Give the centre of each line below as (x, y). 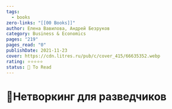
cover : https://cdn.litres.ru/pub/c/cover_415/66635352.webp (83, 56)
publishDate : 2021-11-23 (37, 51)
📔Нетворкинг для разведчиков (87, 96)
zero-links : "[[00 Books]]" (41, 23)
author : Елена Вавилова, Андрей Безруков (58, 28)
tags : (13, 12)
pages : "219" (22, 39)
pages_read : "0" (26, 45)
